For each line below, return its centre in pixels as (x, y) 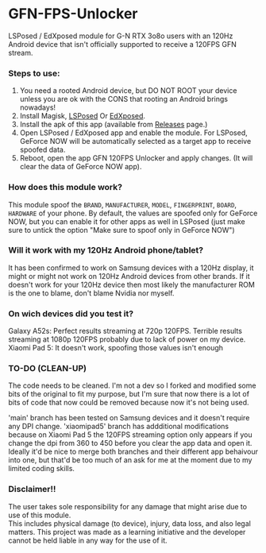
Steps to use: (34, 73)
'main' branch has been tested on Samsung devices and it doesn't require (129, 418)
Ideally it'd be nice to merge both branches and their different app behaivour (133, 452)
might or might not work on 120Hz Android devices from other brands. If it (129, 276)
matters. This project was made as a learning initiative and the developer (127, 532)
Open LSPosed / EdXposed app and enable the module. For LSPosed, (133, 133)
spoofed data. (42, 150)
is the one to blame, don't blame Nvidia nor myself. (91, 293)
